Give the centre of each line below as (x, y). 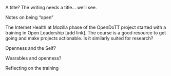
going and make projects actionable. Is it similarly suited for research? (79, 38)
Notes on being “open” (30, 17)
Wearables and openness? (33, 58)
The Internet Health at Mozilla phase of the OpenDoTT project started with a (86, 27)
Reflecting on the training (32, 68)
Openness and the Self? (31, 48)
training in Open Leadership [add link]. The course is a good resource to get (86, 33)
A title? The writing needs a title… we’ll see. (51, 7)
